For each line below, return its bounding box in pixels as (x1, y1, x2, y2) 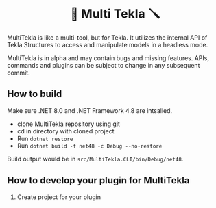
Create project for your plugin (16, 193, 101, 201)
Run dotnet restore (16, 134, 73, 142)
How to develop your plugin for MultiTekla (7, 174, 190, 186)
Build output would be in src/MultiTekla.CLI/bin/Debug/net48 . (7, 155, 184, 163)
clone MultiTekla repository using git (16, 120, 120, 128)
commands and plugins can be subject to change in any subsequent (7, 61, 200, 69)
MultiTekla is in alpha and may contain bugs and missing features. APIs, (7, 53, 209, 62)
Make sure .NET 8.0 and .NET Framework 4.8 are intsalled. (7, 106, 173, 114)
